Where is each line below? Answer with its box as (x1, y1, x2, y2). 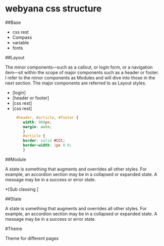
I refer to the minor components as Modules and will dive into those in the (5, 75, 156, 81)
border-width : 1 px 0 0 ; (23, 143, 72, 148)
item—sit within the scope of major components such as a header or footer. (5, 69, 160, 75)
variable (12, 39, 29, 45)
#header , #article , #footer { (16, 115, 79, 120)
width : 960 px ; (23, 120, 52, 125)
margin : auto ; (23, 124, 52, 129)
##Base (5, 19, 21, 25)
